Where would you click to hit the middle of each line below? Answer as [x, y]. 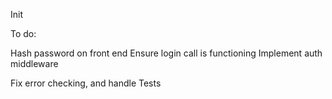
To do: [23, 33]
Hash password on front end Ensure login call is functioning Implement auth [166, 53]
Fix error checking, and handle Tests [86, 83]
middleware [34, 63]
